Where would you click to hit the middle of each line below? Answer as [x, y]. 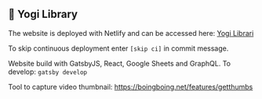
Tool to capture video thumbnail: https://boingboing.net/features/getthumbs [131, 87]
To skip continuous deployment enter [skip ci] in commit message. [118, 48]
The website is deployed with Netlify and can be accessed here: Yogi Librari [131, 33]
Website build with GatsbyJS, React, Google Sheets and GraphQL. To [120, 63]
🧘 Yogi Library [43, 14]
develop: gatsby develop [48, 72]
